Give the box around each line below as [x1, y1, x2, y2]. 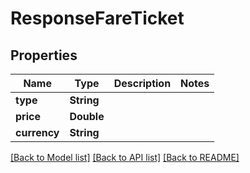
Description [113, 77, 172, 90]
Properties [10, 47, 78, 64]
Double [69, 110, 105, 123]
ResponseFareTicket [10, 7, 185, 30]
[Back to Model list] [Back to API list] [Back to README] [10, 152, 240, 163]
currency [15, 126, 60, 139]
